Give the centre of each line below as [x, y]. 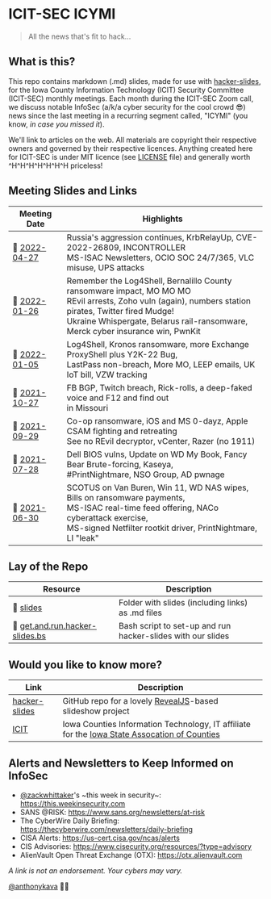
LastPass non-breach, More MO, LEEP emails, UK [161, 364]
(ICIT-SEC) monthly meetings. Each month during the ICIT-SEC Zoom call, [131, 98]
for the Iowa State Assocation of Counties [141, 734]
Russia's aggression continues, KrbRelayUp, [150, 237]
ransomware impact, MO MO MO [129, 291]
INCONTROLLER [154, 247]
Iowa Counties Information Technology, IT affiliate [157, 725]
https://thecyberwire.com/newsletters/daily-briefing [106, 829]
